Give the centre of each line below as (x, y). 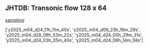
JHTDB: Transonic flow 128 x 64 (56, 8)
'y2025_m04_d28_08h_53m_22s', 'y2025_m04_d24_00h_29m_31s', (74, 35)
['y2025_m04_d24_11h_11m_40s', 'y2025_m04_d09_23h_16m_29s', (73, 30)
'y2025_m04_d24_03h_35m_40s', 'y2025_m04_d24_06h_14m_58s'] (74, 40)
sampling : (15, 20)
